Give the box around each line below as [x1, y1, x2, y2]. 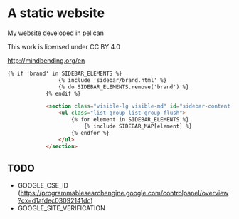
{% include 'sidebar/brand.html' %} [58, 76, 167, 83]
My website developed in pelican [7, 29, 105, 37]
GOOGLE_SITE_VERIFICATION [17, 204, 105, 213]
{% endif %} [45, 90, 81, 97]
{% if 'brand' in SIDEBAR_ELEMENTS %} [7, 70, 122, 77]
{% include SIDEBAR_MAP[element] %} [83, 123, 193, 130]
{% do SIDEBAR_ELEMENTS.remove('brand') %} [58, 83, 190, 91]
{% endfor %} [70, 129, 110, 136]
